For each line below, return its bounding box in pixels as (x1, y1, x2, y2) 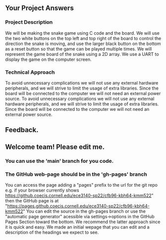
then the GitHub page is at (5, 197, 59, 203)
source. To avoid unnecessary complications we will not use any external (5, 96, 155, 101)
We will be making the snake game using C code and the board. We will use (5, 30, 160, 36)
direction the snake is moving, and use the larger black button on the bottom (5, 41, 161, 47)
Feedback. (5, 126, 39, 134)
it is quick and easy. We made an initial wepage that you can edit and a (5, 224, 150, 230)
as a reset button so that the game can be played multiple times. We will (5, 46, 152, 51)
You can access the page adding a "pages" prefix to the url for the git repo (5, 182, 158, 188)
